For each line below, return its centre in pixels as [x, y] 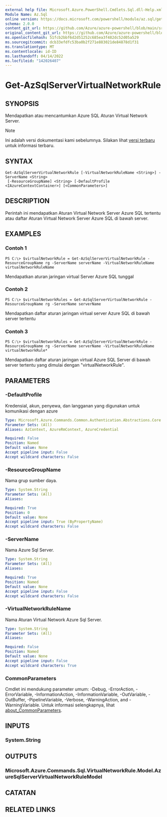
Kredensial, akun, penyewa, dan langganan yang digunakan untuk [73, 406]
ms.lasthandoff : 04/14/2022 [34, 56]
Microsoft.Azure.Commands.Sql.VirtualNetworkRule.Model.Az [83, 770]
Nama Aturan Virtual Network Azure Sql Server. [54, 619]
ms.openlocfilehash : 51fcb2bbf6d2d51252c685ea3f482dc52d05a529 [72, 38]
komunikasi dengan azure [32, 411]
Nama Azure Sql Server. [30, 550]
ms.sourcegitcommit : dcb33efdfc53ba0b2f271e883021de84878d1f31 [72, 42]
